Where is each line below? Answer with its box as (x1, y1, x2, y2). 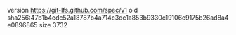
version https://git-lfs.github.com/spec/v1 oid (7, 6, 138, 14)
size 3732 (39, 21, 68, 29)
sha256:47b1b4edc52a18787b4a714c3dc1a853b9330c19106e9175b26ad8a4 (7, 13, 229, 22)
